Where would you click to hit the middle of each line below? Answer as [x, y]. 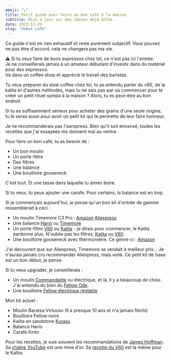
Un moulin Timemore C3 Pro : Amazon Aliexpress [65, 218]
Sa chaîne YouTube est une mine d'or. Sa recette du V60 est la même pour [83, 347]
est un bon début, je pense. [34, 260]
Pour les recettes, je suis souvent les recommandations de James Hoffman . [85, 342]
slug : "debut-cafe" [26, 29]
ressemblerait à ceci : [28, 208]
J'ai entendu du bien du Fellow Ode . [51, 285]
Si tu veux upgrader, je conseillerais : [44, 270]
